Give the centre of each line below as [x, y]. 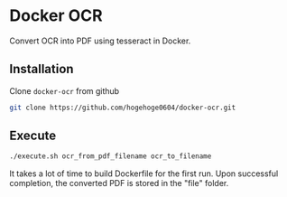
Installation [42, 69]
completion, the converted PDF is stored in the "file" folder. [119, 183]
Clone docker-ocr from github [65, 90]
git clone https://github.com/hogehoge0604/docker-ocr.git [123, 108]
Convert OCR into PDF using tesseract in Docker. [100, 41]
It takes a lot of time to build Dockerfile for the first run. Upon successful [144, 174]
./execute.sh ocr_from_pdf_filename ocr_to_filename [111, 156]
